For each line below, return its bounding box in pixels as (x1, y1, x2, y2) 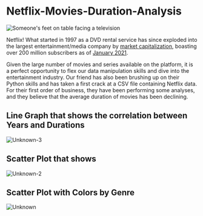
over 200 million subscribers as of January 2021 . (6, 49, 128, 56)
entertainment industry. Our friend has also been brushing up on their (6, 73, 180, 81)
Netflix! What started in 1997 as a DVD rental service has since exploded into (6, 36, 198, 43)
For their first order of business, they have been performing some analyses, (6, 86, 195, 93)
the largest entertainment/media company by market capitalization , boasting (6, 42, 197, 50)
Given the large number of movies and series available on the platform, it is (6, 61, 193, 68)
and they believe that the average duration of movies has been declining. (6, 93, 188, 100)
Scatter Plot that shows (6, 154, 97, 164)
